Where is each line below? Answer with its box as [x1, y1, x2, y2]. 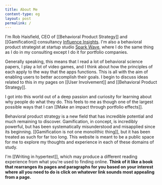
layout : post [5, 16, 31, 21]
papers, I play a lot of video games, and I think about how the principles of [5, 64, 153, 70]
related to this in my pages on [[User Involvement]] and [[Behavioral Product [5, 79, 157, 85]
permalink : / [5, 20, 31, 26]
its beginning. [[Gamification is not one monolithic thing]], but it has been [5, 129, 151, 135]
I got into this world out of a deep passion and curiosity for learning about [5, 94, 152, 100]
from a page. [5, 174, 31, 180]
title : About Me [5, 7, 38, 12]
